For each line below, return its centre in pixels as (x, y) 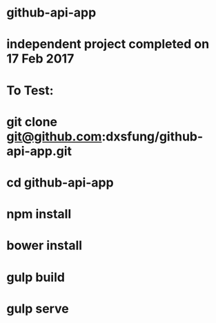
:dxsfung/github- (153, 136)
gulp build (36, 277)
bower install (45, 246)
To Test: (30, 90)
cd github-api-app (60, 182)
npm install (39, 214)
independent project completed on (108, 44)
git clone (32, 122)
